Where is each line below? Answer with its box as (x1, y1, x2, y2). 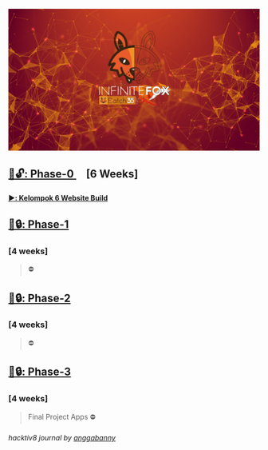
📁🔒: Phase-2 (8, 291, 71, 305)
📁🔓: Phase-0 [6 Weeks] (8, 167, 139, 181)
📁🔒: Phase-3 (8, 365, 72, 379)
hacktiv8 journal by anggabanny (8, 433, 116, 443)
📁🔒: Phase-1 (8, 217, 69, 231)
